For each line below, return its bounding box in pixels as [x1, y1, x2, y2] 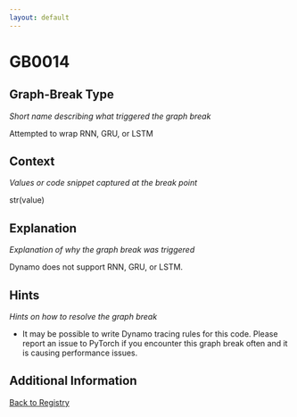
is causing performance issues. [21, 347, 138, 358]
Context [9, 154, 55, 170]
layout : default [9, 13, 70, 22]
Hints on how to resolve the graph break [9, 312, 158, 322]
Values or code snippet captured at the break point [9, 178, 198, 188]
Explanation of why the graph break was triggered [9, 245, 195, 255]
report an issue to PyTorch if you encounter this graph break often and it [21, 338, 288, 349]
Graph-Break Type [9, 87, 114, 103]
